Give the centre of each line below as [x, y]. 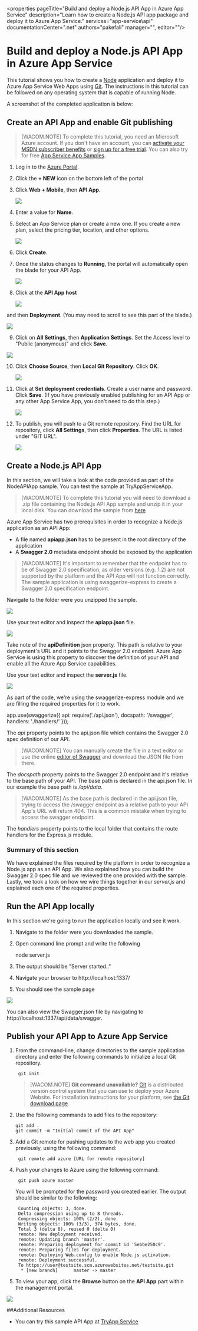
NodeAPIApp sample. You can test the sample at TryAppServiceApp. [90, 486]
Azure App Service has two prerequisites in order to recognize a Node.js [95, 522]
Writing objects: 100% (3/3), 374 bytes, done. [77, 1224]
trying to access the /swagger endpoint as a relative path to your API [104, 805]
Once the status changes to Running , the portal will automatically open [101, 263]
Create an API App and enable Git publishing [90, 122]
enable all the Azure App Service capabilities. [62, 663]
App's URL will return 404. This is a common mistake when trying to [104, 811]
